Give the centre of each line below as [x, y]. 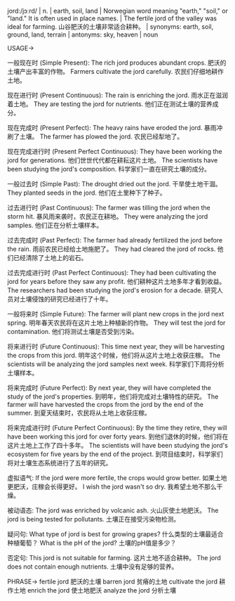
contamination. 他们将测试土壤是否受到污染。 [73, 331]
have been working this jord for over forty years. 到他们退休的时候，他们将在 [118, 437]
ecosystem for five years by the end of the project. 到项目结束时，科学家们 [115, 454]
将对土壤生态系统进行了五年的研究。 [60, 463]
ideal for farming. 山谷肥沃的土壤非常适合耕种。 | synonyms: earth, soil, [110, 27]
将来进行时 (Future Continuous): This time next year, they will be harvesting [116, 347]
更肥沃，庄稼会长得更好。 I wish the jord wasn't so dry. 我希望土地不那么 [112, 486]
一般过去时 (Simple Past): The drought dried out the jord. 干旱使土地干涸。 [115, 184]
